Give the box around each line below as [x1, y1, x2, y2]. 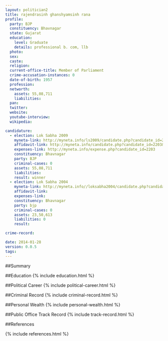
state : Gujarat [9, 31, 41, 36]
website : [9, 110, 28, 115]
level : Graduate [14, 40, 48, 45]
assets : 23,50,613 [14, 212, 52, 217]
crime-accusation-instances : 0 [9, 73, 75, 78]
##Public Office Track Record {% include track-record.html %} [5, 311, 134, 317]
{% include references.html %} [5, 330, 69, 336]
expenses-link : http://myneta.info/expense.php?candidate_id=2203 [14, 147, 155, 152]
